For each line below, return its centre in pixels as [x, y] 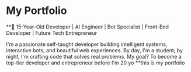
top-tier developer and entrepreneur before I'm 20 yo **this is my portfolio [95, 63]
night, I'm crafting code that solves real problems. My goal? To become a [94, 56]
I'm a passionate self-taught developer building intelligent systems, [87, 44]
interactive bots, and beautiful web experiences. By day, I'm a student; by [94, 50]
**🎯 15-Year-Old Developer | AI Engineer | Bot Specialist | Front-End [88, 27]
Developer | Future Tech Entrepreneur [52, 33]
